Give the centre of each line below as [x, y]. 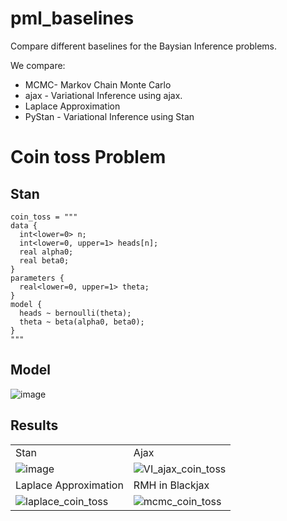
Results [34, 425]
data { [24, 225]
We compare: [38, 65]
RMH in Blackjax [171, 485]
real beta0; [44, 260]
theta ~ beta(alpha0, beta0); [82, 322]
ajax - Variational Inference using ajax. [103, 95]
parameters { [37, 278]
